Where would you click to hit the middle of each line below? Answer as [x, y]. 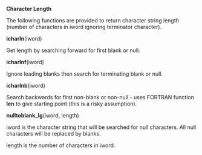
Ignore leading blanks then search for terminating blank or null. [85, 74]
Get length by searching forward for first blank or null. [73, 50]
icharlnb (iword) [26, 85]
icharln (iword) [24, 38]
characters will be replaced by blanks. [54, 134]
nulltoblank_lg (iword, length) [43, 115]
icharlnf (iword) [25, 62]
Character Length [29, 9]
